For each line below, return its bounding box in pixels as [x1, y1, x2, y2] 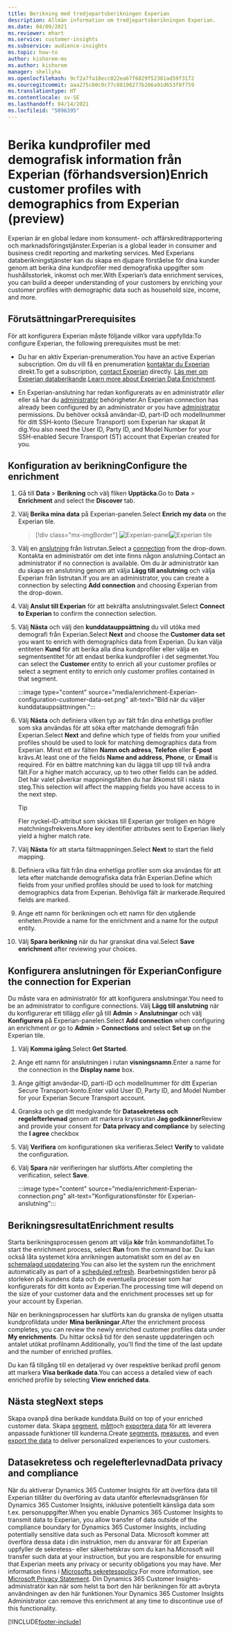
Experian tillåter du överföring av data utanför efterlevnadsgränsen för [8, 1493, 209, 1501]
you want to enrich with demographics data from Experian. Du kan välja [17, 637, 223, 646]
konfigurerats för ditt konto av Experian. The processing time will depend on [8, 1282, 223, 1290]
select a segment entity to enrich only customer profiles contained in [17, 667, 215, 676]
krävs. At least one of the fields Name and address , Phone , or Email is [17, 753, 218, 762]
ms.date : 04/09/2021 [8, 23, 68, 30]
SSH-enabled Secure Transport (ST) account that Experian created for [17, 432, 220, 441]
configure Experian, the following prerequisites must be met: [8, 338, 181, 348]
